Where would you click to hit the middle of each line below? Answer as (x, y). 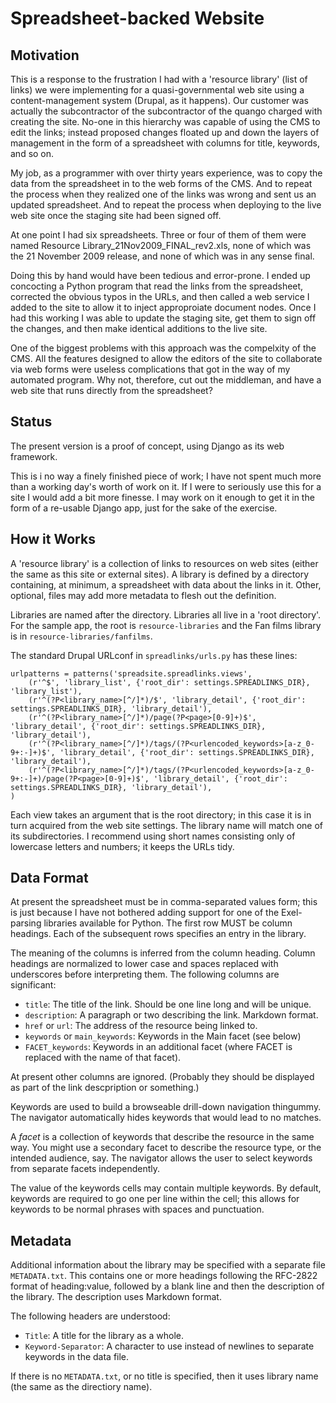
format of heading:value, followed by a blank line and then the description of (167, 1286)
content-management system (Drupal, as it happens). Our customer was (159, 100)
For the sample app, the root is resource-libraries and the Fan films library (166, 625)
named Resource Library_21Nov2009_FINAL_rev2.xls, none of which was (161, 245)
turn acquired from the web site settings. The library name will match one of (167, 825)
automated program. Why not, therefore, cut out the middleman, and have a (166, 380)
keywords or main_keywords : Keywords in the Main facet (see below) (163, 1036)
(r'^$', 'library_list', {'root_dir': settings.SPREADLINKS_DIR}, (169, 682)
